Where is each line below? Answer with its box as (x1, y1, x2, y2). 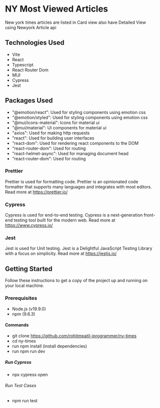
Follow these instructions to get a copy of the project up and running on (5, 278, 148, 283)
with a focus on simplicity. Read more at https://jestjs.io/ (5, 251, 117, 256)
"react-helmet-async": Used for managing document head (12, 150, 129, 156)
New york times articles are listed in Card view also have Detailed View (5, 19, 146, 25)
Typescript (12, 62, 34, 67)
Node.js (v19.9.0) (12, 306, 46, 312)
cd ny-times (12, 338, 36, 344)
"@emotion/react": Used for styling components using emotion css (12, 109, 146, 115)
